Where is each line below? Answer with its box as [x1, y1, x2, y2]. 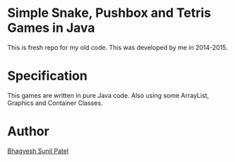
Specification [7, 68, 88, 84]
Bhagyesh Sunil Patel [7, 147, 69, 155]
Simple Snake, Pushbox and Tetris [7, 5, 212, 21]
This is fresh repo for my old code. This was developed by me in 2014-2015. [7, 43, 228, 51]
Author [7, 123, 49, 139]
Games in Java [7, 20, 95, 36]
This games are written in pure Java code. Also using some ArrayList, [7, 91, 210, 99]
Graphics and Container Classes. [7, 99, 104, 107]
